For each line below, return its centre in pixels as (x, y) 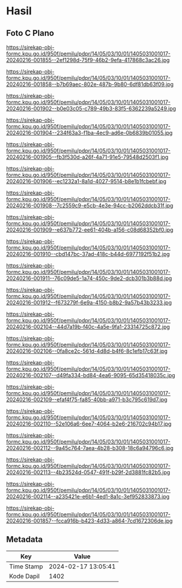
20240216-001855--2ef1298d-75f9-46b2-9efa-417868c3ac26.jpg (88, 60)
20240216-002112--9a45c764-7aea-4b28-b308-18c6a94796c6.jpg (90, 448)
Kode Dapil (24, 576)
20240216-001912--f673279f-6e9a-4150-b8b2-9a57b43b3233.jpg (89, 302)
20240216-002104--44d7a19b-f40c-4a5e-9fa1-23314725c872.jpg (88, 327)
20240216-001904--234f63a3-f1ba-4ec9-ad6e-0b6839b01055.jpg (90, 133)
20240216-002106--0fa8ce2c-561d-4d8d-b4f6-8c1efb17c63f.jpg (87, 351)
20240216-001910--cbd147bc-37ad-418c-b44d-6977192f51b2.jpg (88, 254)
